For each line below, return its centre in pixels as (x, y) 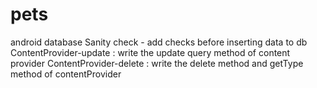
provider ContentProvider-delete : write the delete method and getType (157, 63)
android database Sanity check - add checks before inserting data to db (159, 42)
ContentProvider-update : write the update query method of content (150, 52)
